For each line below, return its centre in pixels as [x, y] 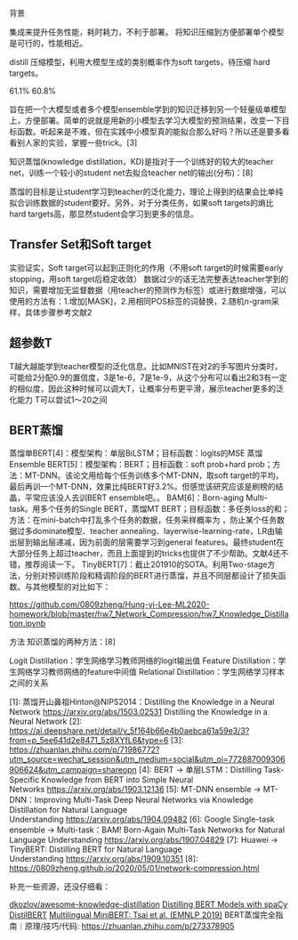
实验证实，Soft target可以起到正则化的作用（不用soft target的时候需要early [146, 267]
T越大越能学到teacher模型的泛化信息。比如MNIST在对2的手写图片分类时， [146, 366]
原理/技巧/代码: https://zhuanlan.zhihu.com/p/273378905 [129, 926]
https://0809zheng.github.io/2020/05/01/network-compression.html [134, 868]
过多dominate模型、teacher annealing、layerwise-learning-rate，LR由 [146, 531]
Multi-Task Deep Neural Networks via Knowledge [163, 800]
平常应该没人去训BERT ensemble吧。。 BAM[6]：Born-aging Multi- [146, 498]
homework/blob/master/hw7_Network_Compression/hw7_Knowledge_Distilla [149, 614]
